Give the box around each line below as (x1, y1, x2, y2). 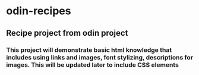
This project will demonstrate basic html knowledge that (6, 46, 172, 54)
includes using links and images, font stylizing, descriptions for (6, 53, 194, 61)
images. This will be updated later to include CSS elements (6, 61, 179, 69)
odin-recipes (6, 4, 71, 18)
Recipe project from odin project (6, 28, 128, 38)
